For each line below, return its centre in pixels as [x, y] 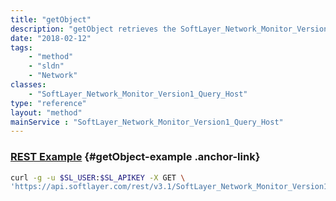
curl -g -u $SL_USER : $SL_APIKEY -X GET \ [98, 177]
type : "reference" [48, 103]
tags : [21, 47]
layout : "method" [46, 112]
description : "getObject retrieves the [93, 29]
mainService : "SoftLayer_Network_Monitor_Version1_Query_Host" [147, 122]
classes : [28, 85]
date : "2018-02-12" [51, 38]
